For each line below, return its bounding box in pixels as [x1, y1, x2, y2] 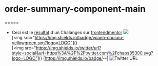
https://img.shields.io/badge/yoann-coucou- [34, 34, 124, 40]
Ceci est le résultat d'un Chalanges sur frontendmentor [11, 29, 122, 35]
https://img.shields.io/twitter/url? [36, 45, 101, 50]
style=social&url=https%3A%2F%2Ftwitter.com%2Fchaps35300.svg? [11, 50, 153, 56]
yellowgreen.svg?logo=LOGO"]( [11, 40, 76, 46]
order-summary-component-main [4, 3, 146, 15]
